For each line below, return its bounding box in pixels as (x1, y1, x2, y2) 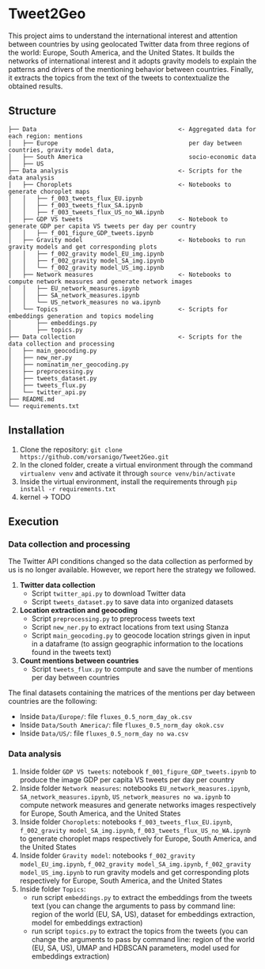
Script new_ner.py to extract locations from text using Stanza (31, 623, 229, 632)
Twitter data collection (19, 581, 97, 590)
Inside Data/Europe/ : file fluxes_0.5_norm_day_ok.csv (19, 712, 192, 721)
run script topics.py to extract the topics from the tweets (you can (31, 926, 248, 936)
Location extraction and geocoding (19, 606, 138, 615)
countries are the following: (8, 697, 97, 706)
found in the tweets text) (31, 648, 112, 657)
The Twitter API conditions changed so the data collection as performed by (8, 557, 253, 566)
